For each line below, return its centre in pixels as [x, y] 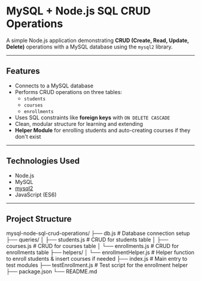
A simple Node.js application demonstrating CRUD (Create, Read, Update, [98, 40]
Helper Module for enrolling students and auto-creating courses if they [103, 130]
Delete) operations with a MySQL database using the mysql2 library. [89, 47]
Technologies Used [43, 161]
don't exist [28, 137]
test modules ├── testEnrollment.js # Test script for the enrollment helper [97, 265]
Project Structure [39, 219]
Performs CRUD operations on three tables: [68, 92]
